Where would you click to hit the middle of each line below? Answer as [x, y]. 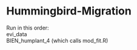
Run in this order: [28, 28]
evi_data [17, 34]
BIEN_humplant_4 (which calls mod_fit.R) [57, 40]
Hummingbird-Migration [69, 11]
